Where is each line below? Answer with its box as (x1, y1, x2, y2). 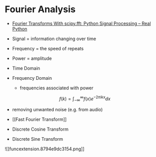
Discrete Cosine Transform (12, 126, 69, 133)
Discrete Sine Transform (12, 136, 64, 142)
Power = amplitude (12, 55, 52, 61)
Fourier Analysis (5, 4, 76, 15)
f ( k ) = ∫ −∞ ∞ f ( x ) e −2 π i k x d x (59, 95, 111, 103)
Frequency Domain (12, 75, 52, 81)
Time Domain (12, 65, 40, 71)
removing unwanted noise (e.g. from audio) (12, 107, 103, 113)
